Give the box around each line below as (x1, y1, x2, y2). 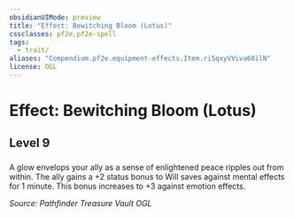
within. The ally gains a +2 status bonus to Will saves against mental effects (9, 172, 285, 182)
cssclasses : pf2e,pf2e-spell (9, 29, 117, 38)
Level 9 (9, 136, 50, 151)
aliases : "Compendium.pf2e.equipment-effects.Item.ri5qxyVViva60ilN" (9, 54, 272, 63)
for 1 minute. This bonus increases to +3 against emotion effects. (9, 181, 246, 191)
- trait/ (17, 46, 50, 55)
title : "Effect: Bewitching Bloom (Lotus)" (9, 21, 173, 30)
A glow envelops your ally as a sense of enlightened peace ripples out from (9, 162, 284, 173)
